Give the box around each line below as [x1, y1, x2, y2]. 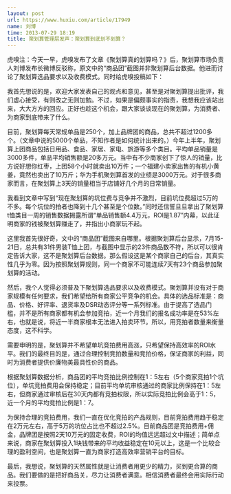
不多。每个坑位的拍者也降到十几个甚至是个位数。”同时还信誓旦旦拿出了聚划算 [7, 202, 224, 211]
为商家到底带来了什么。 [7, 113, 74, 121]
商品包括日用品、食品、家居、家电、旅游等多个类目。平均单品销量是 [25, 145, 218, 153]
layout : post [7, 10, 45, 17]
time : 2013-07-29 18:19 [7, 29, 76, 36]
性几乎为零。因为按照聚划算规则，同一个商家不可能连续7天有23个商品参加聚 [7, 260, 223, 268]
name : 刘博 [7, 23, 36, 30]
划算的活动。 [7, 269, 43, 277]
